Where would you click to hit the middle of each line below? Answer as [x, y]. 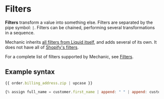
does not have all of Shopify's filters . [42, 47]
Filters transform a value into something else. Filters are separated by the [79, 22]
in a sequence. [20, 33]
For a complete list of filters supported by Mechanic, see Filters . [69, 56]
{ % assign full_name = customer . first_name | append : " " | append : [76, 92]
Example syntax [30, 72]
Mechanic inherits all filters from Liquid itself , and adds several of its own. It [81, 42]
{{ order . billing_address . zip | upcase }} [49, 83]
